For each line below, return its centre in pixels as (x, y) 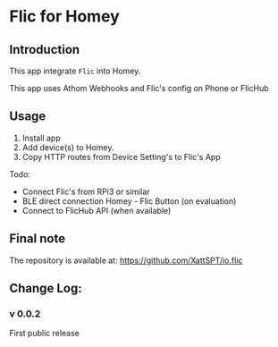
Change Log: (46, 288)
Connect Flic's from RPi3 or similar (86, 191)
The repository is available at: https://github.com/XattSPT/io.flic (126, 260)
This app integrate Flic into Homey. (75, 71)
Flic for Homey (65, 17)
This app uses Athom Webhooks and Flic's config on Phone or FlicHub (139, 88)
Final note (37, 239)
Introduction (45, 50)
